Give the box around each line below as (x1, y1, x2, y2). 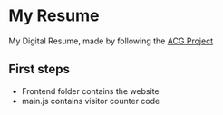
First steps (8, 62, 70, 77)
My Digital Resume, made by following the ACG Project (8, 35, 214, 46)
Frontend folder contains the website (21, 85, 160, 96)
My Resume (8, 5, 100, 26)
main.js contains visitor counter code (21, 95, 160, 106)
